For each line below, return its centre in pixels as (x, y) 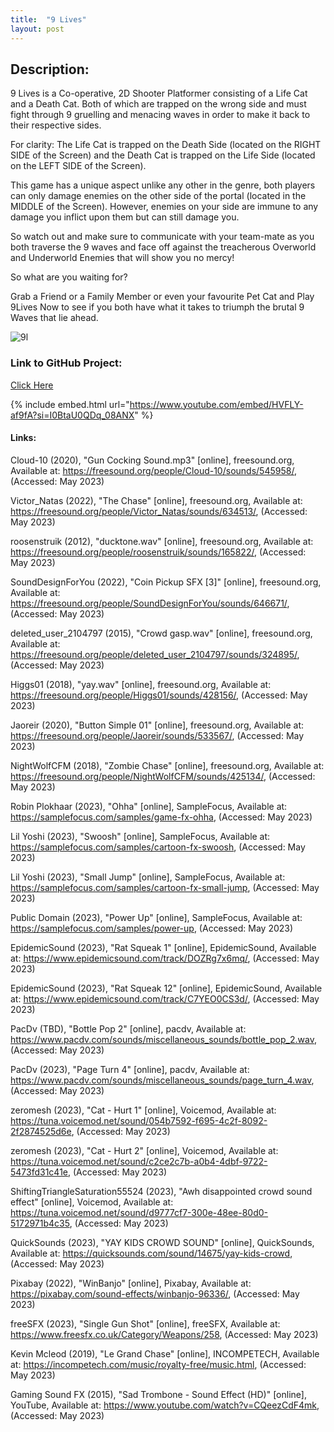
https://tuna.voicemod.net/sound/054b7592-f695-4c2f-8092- (139, 1120)
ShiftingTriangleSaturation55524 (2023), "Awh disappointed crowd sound (161, 1191)
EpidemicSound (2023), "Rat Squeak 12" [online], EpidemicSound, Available (166, 988)
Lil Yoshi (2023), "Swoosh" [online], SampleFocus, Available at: (140, 836)
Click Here (32, 385)
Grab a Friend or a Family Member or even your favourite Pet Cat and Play (162, 297)
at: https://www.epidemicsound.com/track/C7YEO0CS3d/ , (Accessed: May (165, 998)
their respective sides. (56, 125)
